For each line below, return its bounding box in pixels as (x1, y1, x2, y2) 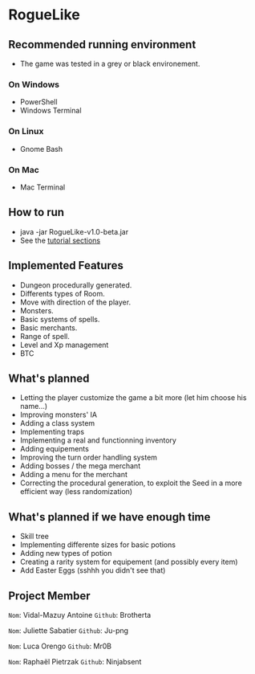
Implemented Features (8, 259, 124, 272)
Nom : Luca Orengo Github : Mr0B (8, 641, 112, 651)
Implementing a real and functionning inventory (19, 435, 176, 445)
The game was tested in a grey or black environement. (19, 59, 200, 68)
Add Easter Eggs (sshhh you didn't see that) (19, 566, 166, 575)
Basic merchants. (19, 323, 78, 333)
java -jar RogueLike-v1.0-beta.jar (19, 227, 129, 236)
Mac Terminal (19, 182, 66, 192)
